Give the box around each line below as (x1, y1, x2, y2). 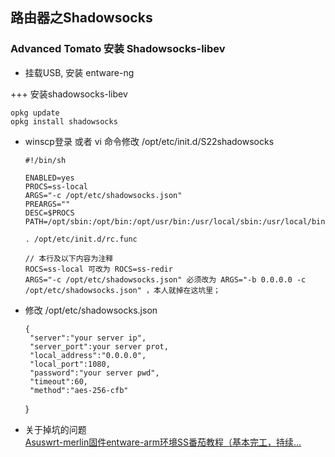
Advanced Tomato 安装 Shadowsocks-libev (10, 42, 226, 56)
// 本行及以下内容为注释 (24, 253, 114, 263)
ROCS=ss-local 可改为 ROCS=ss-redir (24, 264, 173, 274)
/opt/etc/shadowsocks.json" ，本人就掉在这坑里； (24, 285, 221, 295)
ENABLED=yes (24, 173, 75, 183)
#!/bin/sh (24, 155, 67, 165)
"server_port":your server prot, (29, 341, 169, 352)
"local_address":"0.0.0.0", (29, 350, 147, 360)
